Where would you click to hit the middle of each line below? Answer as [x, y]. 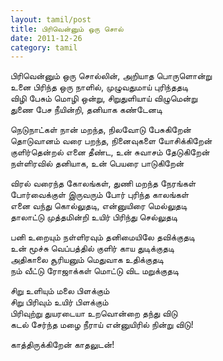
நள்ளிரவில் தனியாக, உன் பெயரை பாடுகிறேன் [97, 163]
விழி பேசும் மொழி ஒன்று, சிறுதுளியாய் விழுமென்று [104, 98]
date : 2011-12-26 [46, 38]
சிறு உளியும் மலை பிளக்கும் [60, 291]
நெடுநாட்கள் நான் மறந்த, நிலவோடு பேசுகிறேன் [101, 130]
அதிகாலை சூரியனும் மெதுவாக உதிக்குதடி [87, 260]
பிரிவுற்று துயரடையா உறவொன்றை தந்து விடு [94, 313]
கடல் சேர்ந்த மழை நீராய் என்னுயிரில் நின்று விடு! [102, 325]
